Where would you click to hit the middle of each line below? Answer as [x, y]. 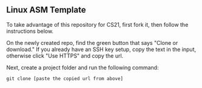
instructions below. [30, 31]
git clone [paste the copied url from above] [65, 78]
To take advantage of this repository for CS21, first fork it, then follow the [97, 24]
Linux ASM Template [46, 10]
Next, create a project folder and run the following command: [82, 67]
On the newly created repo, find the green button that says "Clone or [92, 42]
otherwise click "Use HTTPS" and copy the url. [65, 56]
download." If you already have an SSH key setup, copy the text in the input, [101, 49]
